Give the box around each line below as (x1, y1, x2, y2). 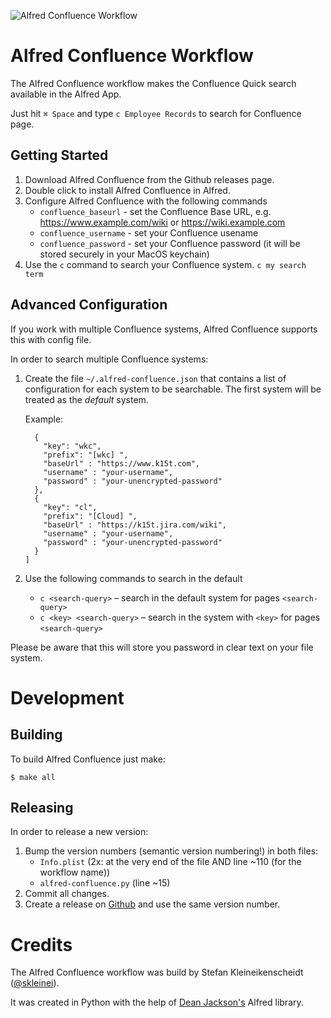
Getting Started (10, 147, 109, 164)
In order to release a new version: (10, 826, 149, 838)
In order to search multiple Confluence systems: (10, 353, 209, 365)
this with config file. (10, 333, 92, 345)
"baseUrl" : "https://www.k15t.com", (43, 458, 200, 469)
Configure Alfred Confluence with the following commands (24, 195, 268, 207)
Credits (10, 933, 73, 956)
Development (10, 686, 125, 709)
